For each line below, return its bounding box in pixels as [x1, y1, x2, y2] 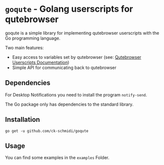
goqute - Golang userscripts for [5, 3, 133, 15]
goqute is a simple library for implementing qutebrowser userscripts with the [5, 30, 160, 36]
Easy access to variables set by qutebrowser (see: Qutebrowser [12, 54, 141, 60]
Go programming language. [5, 35, 61, 41]
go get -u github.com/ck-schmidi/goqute [5, 128, 89, 133]
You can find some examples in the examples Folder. [5, 155, 110, 161]
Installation [5, 116, 40, 124]
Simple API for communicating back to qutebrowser [12, 65, 117, 71]
